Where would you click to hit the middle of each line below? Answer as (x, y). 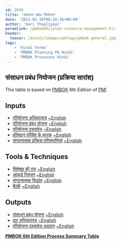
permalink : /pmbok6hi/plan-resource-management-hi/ (60, 29)
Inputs (16, 106)
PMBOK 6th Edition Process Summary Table (52, 236)
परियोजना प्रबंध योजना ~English (40, 124)
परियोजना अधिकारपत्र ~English (39, 118)
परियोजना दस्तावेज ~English (37, 129)
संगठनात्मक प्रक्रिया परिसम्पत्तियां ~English (47, 140)
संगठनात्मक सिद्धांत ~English (37, 180)
